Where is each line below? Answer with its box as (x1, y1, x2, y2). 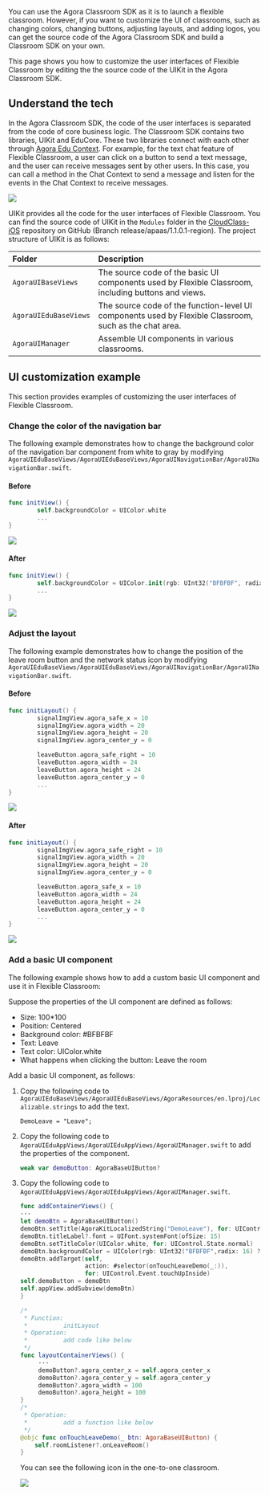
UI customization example (8, 370, 142, 384)
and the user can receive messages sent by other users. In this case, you (8, 161, 250, 170)
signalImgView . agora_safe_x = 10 (37, 714, 149, 722)
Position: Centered (19, 1020, 82, 1031)
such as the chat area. (98, 320, 182, 331)
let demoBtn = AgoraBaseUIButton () (19, 1217, 139, 1226)
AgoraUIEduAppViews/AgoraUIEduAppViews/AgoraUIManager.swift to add (19, 1140, 251, 1150)
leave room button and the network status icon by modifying (8, 655, 208, 664)
